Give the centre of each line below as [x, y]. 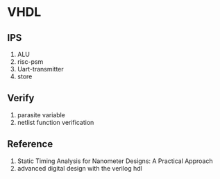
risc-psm [30, 62]
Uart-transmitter [40, 69]
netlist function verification [56, 122]
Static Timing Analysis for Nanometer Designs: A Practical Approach [115, 161]
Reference [30, 144]
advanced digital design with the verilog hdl [79, 168]
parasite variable [41, 114]
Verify [21, 98]
